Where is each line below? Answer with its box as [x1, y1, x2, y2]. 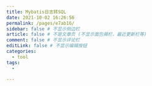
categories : [6, 48, 36, 55]
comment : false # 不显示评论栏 [6, 37, 80, 43]
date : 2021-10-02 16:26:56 [6, 15, 75, 21]
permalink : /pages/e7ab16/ [6, 20, 75, 26]
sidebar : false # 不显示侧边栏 [6, 25, 80, 32]
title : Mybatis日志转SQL [6, 8, 67, 15]
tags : [6, 59, 20, 65]
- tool [12, 54, 29, 60]
